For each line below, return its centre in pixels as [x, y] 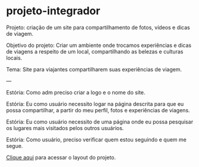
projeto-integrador [53, 11]
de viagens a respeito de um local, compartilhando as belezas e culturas [95, 51]
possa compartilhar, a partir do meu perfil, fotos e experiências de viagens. [98, 110]
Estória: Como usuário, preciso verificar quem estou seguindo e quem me [97, 139]
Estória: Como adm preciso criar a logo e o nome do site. [76, 92]
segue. [15, 146]
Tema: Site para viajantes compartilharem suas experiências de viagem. [94, 69]
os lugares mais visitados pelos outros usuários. [65, 128]
